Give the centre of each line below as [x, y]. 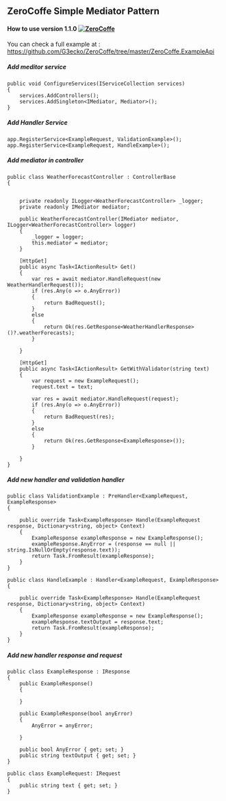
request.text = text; [63, 386]
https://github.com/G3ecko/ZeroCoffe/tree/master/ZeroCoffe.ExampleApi [111, 51]
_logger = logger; [58, 237]
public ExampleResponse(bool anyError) [76, 714]
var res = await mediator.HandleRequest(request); [105, 399]
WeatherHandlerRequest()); [46, 285]
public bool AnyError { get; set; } [72, 750]
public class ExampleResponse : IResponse [68, 672]
